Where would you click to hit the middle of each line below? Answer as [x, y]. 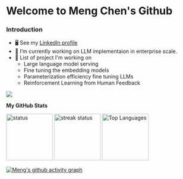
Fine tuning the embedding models [66, 70]
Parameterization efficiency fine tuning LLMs [78, 77]
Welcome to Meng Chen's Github [89, 11]
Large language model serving [61, 64]
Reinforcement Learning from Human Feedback [82, 83]
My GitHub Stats [27, 106]
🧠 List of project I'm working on [53, 58]
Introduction [24, 30]
